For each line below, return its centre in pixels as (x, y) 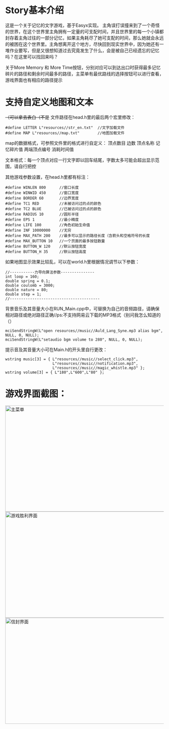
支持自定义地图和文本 (50, 103)
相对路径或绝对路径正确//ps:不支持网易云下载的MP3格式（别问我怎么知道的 (83, 315)
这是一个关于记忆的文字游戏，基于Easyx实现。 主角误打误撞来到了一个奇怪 (82, 25)
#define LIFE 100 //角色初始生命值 (48, 225)
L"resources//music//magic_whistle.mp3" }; (99, 368)
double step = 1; (23, 294)
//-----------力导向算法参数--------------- (50, 272)
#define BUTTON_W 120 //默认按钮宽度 (46, 246)
